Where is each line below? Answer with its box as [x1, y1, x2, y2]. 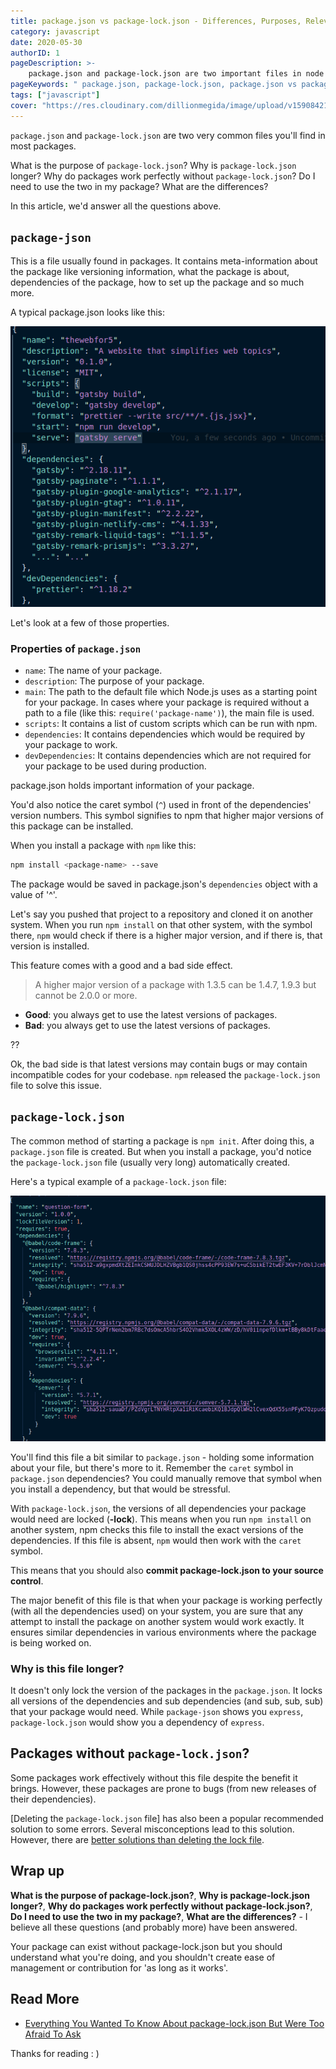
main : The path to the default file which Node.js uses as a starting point [24, 686, 318, 698]
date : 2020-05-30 [10, 37, 83, 47]
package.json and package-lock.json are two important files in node [28, 69, 325, 79]
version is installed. [10, 940, 90, 952]
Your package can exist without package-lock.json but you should [10, 1940, 283, 1952]
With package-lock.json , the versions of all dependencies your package [10, 1502, 307, 1514]
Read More [10, 1991, 80, 2008]
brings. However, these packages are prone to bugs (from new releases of [10, 1782, 317, 1794]
